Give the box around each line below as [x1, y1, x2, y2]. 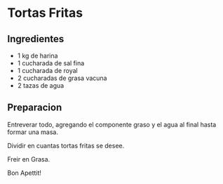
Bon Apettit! [7, 169, 42, 177]
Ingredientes [7, 33, 65, 45]
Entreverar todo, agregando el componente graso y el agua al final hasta [7, 120, 217, 129]
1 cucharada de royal [17, 67, 79, 74]
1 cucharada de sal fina [17, 59, 85, 67]
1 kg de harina [17, 51, 58, 60]
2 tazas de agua [17, 81, 65, 89]
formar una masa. [7, 128, 58, 136]
